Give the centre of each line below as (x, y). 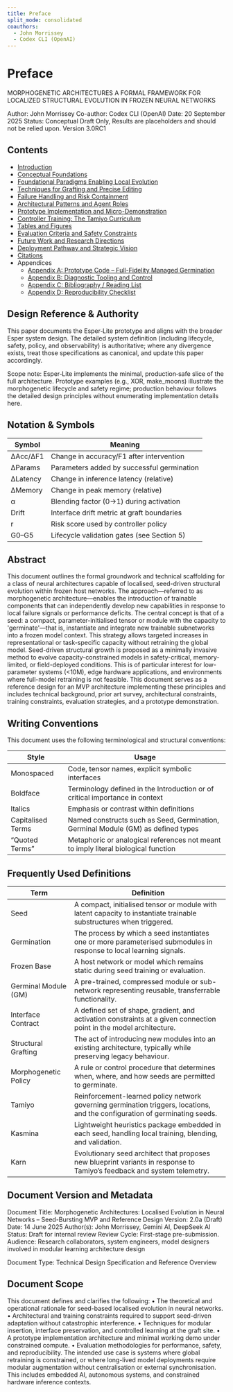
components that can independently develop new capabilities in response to (116, 606)
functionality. (95, 999)
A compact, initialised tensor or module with (145, 904)
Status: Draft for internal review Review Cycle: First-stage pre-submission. (113, 1234)
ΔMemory (27, 490)
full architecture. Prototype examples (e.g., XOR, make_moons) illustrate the (115, 381)
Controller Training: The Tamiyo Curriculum (79, 218)
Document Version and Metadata (80, 1195)
